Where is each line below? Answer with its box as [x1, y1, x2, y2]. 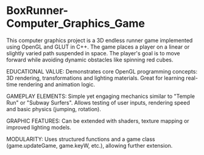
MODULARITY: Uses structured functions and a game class [6, 135, 155, 143]
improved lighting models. [6, 123, 72, 131]
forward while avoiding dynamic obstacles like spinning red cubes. [6, 56, 174, 63]
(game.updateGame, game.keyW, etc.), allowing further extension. [6, 142, 173, 149]
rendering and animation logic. [18, 80, 96, 88]
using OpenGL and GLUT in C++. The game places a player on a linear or [6, 43, 190, 50]
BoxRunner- [6, 4, 69, 18]
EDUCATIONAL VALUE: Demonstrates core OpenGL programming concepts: [6, 67, 198, 75]
